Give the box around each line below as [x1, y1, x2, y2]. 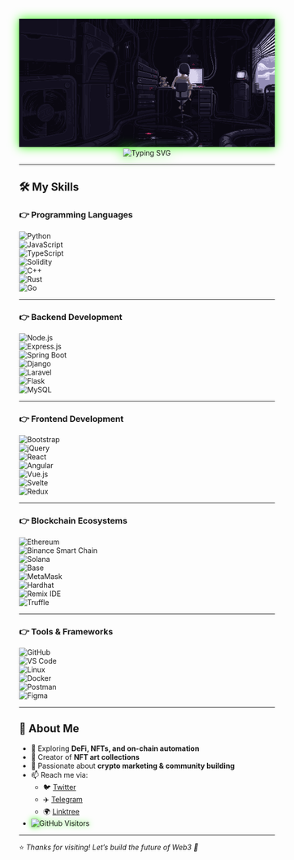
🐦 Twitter [42, 782, 77, 792]
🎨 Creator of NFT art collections [30, 752, 141, 761]
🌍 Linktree [42, 806, 80, 816]
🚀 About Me [19, 722, 80, 735]
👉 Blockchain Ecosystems [19, 516, 128, 527]
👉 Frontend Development [19, 413, 124, 424]
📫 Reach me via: [30, 770, 89, 779]
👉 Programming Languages [19, 209, 133, 221]
